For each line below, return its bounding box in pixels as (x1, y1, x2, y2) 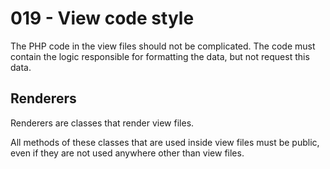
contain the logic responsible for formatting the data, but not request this (10, 50, 310, 62)
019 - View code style (10, 7, 195, 30)
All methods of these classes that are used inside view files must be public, (10, 136, 320, 148)
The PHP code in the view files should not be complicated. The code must (10, 40, 316, 52)
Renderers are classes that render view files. (10, 117, 195, 129)
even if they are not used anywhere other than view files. (10, 147, 245, 159)
